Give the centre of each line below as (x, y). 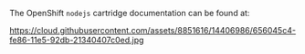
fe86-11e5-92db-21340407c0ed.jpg (77, 40)
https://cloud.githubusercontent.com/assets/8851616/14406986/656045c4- (153, 30)
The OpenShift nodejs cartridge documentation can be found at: (130, 13)
